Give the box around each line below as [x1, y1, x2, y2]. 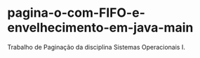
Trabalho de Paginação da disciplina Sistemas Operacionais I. [7, 43, 186, 51]
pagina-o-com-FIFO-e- [7, 5, 145, 21]
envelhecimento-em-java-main [7, 20, 194, 36]
